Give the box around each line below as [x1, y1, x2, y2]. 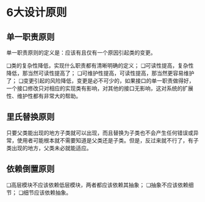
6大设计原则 [6, 5, 67, 19]
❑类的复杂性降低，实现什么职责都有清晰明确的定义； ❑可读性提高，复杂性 [6, 62, 194, 69]
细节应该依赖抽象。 [23, 189, 72, 196]
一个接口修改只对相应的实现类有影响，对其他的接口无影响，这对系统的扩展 [6, 85, 193, 92]
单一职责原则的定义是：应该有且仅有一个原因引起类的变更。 [6, 49, 156, 56]
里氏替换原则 [6, 112, 55, 122]
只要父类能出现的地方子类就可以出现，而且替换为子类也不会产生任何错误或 [6, 129, 193, 136]
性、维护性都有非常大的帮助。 [6, 92, 81, 99]
